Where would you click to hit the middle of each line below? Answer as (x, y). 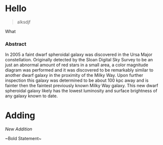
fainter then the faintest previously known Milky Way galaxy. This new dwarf (82, 86)
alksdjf (24, 22)
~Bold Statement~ (23, 139)
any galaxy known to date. (31, 96)
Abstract (16, 44)
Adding (20, 116)
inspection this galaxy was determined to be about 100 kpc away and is (77, 80)
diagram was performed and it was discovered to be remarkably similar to (79, 70)
